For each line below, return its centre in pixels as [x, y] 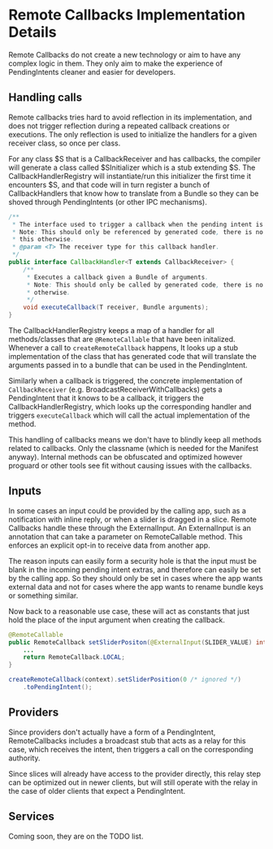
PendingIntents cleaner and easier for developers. [92, 71]
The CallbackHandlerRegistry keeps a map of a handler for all [111, 330]
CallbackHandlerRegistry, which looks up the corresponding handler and [130, 407]
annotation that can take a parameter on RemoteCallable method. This [126, 536]
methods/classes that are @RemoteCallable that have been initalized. [122, 339]
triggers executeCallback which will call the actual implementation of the [129, 415]
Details [32, 32]
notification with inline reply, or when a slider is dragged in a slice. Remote [133, 519]
